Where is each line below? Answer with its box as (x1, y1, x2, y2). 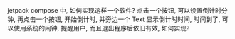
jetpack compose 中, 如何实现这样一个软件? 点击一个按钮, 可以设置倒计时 (7, 6, 222, 14)
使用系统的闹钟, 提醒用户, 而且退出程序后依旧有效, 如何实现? (13, 24, 190, 32)
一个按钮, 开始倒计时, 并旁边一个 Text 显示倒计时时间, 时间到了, (35, 15, 221, 23)
